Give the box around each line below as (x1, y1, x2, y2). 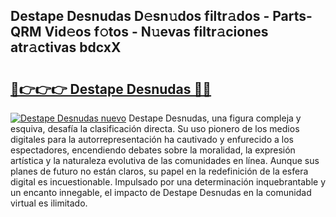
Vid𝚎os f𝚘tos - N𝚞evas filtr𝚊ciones (44, 24, 269, 41)
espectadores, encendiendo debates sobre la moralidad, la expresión (10, 144, 296, 156)
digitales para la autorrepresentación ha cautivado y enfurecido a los (10, 134, 294, 145)
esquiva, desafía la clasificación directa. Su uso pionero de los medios (10, 123, 300, 134)
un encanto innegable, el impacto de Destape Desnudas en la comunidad (10, 187, 312, 198)
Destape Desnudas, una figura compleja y (128, 112, 302, 124)
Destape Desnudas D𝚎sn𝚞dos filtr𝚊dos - (10, 8, 270, 25)
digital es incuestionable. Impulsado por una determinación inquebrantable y (10, 176, 326, 188)
